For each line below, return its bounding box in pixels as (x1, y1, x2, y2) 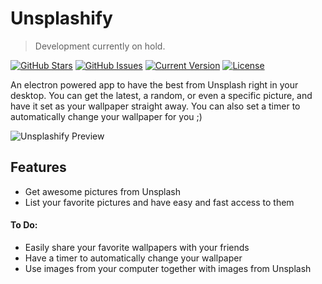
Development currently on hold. (34, 40, 166, 52)
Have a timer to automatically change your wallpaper (24, 252, 243, 264)
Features (10, 159, 67, 176)
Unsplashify (10, 7, 113, 30)
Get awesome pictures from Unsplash (24, 185, 182, 197)
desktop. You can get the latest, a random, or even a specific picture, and (10, 89, 313, 101)
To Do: (10, 219, 38, 231)
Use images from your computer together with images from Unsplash (24, 262, 312, 274)
